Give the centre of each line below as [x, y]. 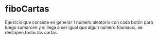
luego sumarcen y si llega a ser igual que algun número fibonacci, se [74, 27]
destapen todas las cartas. [32, 32]
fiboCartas [27, 9]
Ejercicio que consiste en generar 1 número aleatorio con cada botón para [79, 22]
